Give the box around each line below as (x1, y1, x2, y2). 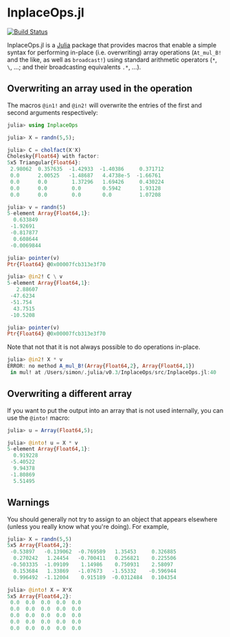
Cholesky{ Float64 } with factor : (7, 153, 100, 160)
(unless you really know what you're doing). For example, (7, 522, 170, 530)
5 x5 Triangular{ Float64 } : (7, 160, 81, 166)
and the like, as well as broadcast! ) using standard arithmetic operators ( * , (7, 55, 218, 63)
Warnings (7, 497, 50, 508)
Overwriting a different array (7, 388, 133, 400)
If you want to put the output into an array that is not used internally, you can (7, 406, 224, 414)
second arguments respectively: (7, 108, 98, 116)
